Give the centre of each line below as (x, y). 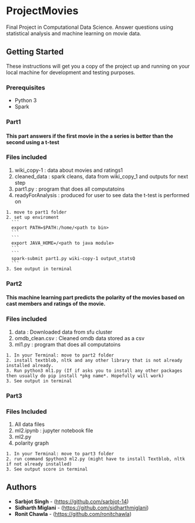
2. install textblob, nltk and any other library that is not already (94, 360)
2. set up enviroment (33, 217)
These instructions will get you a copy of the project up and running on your (98, 66)
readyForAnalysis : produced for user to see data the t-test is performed (102, 195)
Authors (21, 487)
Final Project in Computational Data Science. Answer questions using (90, 27)
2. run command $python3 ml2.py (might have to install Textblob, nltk (95, 459)
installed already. (30, 365)
